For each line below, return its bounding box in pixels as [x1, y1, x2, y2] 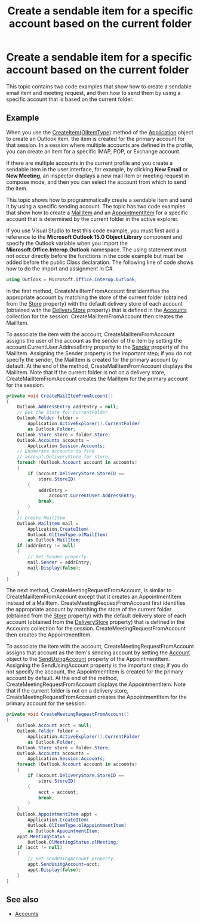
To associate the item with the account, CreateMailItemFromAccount [6, 330, 175, 338]
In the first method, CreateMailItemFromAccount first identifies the [6, 287, 170, 294]
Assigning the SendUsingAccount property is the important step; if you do [6, 662, 189, 669]
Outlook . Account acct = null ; [17, 722, 93, 729]
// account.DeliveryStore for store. [17, 454, 111, 460]
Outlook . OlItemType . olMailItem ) [27, 531, 109, 538]
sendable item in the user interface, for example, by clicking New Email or [6, 165, 188, 173]
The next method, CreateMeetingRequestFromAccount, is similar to [6, 587, 172, 594]
